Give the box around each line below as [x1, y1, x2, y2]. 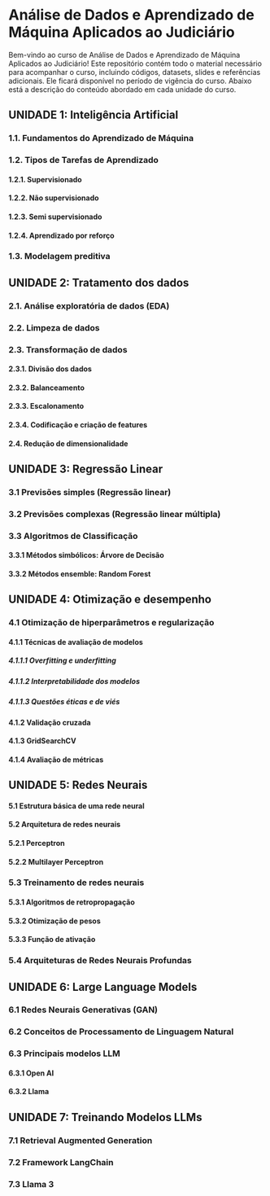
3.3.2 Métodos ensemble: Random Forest [8, 568, 151, 579]
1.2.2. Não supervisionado [8, 193, 99, 203]
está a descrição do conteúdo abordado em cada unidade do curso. [8, 84, 237, 94]
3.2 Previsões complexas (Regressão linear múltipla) [8, 508, 221, 519]
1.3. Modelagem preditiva [8, 251, 111, 262]
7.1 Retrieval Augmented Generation [8, 1134, 153, 1146]
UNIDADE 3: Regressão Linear [8, 462, 163, 475]
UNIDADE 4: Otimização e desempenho [8, 593, 211, 607]
